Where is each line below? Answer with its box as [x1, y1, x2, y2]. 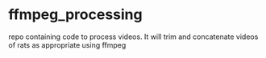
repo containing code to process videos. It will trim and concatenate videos [8, 32, 259, 41]
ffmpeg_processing [8, 6, 143, 24]
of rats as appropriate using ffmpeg [8, 40, 127, 49]
